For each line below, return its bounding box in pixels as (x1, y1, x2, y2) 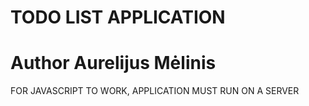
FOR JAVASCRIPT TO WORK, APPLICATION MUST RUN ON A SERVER (10, 85, 300, 97)
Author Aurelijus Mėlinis (10, 52, 217, 75)
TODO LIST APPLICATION (10, 6, 226, 29)
